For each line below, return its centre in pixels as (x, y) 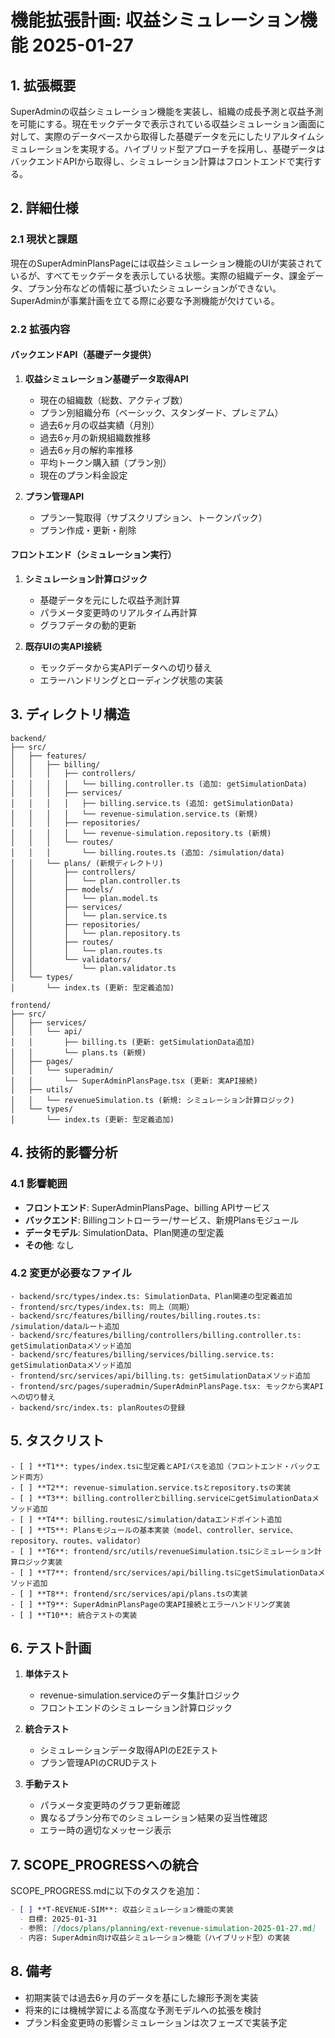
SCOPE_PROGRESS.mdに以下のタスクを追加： (106, 1891)
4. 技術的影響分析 (64, 1152)
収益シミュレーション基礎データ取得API (106, 378)
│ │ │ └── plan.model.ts (84, 898)
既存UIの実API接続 (63, 647)
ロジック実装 (40, 1562)
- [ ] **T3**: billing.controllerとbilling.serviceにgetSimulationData (161, 1498)
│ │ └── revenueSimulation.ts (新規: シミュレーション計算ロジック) (152, 1100)
